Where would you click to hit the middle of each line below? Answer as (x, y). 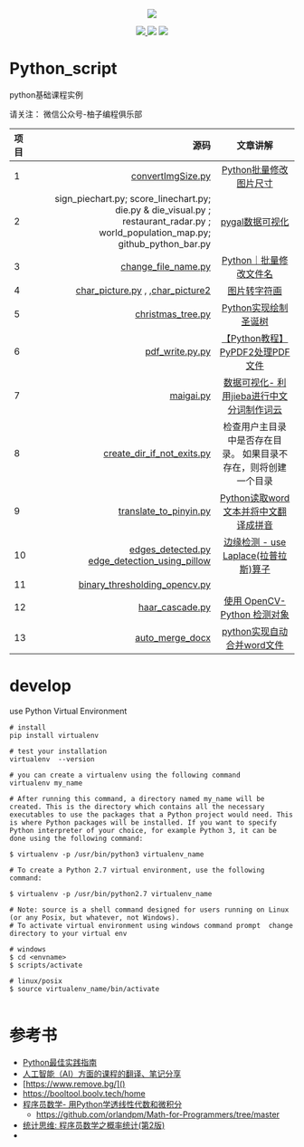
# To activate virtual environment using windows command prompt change (152, 925)
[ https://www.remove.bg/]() (74, 1084)
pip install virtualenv (54, 735)
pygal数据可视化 (255, 222)
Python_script (63, 69)
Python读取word (255, 498)
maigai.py (190, 396)
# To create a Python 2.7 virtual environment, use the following (137, 870)
